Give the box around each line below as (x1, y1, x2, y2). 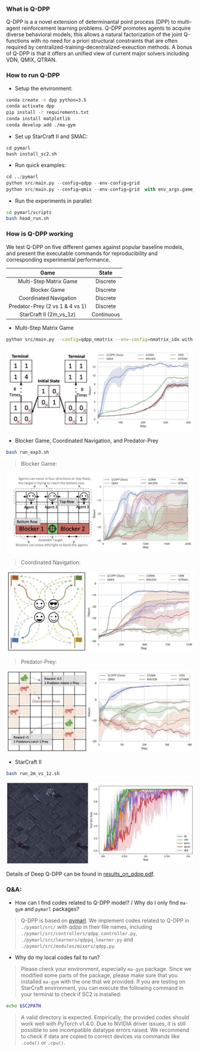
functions (6, 38, 30, 45)
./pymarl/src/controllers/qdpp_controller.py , (20, 929, 137, 936)
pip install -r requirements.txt (6, 110, 89, 116)
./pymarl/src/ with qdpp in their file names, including (20, 923, 153, 930)
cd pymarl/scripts (6, 209, 52, 216)
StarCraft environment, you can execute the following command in (20, 984, 184, 991)
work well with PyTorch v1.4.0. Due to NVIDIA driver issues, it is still (20, 1020, 186, 1027)
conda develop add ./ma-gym (6, 122, 76, 128)
